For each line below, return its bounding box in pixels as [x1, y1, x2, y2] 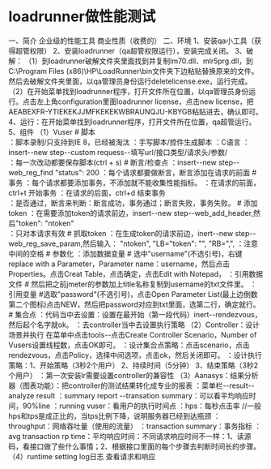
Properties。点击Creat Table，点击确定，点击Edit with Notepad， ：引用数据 [8, 269, 264, 278]
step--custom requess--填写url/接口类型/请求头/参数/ [49, 147, 228, 157]
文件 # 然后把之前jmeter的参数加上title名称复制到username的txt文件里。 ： [8, 279, 257, 289]
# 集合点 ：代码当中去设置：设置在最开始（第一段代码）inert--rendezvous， [8, 309, 262, 319]
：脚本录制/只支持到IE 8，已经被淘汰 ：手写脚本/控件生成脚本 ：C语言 [8, 137, 241, 147]
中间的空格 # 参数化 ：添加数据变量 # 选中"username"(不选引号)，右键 [8, 248, 243, 258]
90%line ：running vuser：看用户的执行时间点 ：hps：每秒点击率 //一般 [22, 401, 261, 411]
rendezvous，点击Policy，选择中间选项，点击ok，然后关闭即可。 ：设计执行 [8, 350, 263, 359]
